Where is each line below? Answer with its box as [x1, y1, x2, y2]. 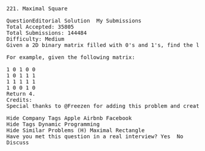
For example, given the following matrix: [6, 54, 135, 60]
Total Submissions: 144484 [6, 30, 87, 36]
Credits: [6, 97, 32, 103]
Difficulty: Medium [6, 36, 65, 42]
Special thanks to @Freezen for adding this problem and [6, 103, 181, 109]
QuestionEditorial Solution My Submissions [6, 18, 142, 24]
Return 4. [6, 91, 35, 97]
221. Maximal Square [6, 5, 68, 12]
